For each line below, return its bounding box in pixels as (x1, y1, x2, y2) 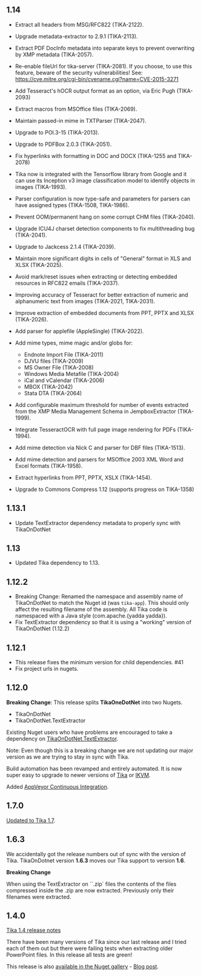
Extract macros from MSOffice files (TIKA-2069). (15, 105, 137, 113)
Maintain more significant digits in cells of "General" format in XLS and (15, 254, 191, 262)
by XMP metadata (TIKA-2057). (15, 51, 94, 58)
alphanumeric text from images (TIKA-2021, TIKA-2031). (15, 297, 156, 305)
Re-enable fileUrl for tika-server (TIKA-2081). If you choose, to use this (15, 62, 193, 70)
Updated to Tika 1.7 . (6, 817, 56, 824)
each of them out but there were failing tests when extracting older (6, 945, 174, 952)
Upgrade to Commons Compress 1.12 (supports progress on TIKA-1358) (15, 486, 195, 493)
